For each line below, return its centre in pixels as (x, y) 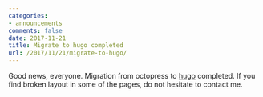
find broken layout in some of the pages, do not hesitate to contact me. (125, 84)
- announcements (35, 23)
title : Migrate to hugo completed (66, 46)
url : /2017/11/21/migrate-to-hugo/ (68, 53)
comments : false (35, 30)
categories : (28, 16)
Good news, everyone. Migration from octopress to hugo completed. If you (132, 76)
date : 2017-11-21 (37, 38)
